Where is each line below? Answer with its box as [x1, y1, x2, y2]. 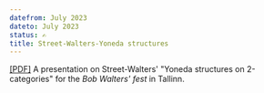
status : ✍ [9, 30, 47, 39]
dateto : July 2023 [9, 22, 79, 31]
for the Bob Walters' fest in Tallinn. [55, 74, 185, 85]
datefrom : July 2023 [9, 13, 88, 23]
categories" [9, 74, 54, 85]
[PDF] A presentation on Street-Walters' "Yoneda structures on [9, 64, 245, 75]
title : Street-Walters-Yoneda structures [9, 38, 169, 48]
